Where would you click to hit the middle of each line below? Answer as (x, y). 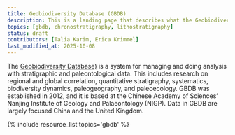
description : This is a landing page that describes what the (100, 20)
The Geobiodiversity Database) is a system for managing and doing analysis (117, 66)
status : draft (28, 33)
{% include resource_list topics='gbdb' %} (69, 124)
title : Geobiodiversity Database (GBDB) (67, 14)
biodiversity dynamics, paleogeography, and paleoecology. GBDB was (108, 88)
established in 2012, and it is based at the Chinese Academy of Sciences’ (113, 96)
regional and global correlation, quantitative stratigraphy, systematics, (108, 81)
